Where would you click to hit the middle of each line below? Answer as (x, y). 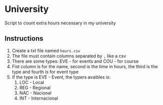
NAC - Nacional (35, 93)
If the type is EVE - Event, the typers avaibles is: (61, 77)
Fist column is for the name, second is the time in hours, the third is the (85, 66)
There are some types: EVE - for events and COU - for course (75, 61)
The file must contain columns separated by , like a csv (69, 56)
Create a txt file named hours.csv (46, 50)
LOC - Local (32, 82)
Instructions (24, 39)
